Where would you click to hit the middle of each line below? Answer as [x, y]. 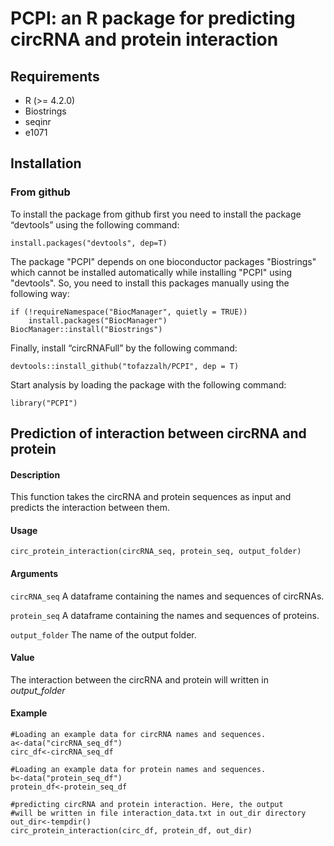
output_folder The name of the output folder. [103, 634]
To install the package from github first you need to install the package [156, 214]
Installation [46, 163]
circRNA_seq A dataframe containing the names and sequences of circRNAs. [167, 596]
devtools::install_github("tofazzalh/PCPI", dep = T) [125, 366]
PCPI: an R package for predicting [153, 18]
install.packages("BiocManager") [98, 320]
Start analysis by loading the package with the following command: [148, 384]
